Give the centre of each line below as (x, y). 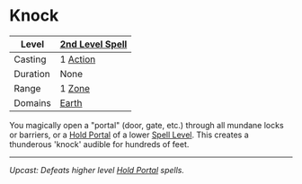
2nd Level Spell (93, 44)
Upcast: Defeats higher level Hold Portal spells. (97, 170)
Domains (32, 102)
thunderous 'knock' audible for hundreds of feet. (99, 144)
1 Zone (75, 88)
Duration (32, 74)
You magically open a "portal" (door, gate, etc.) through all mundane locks (147, 125)
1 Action (78, 59)
